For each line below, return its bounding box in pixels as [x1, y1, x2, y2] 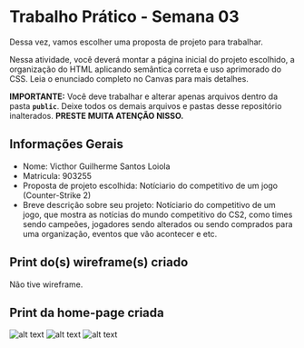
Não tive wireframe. [9, 279, 83, 290]
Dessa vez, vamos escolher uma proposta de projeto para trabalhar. [9, 36, 263, 47]
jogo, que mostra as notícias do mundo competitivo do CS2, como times [22, 209, 293, 220]
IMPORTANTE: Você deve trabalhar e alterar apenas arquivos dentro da [9, 91, 279, 102]
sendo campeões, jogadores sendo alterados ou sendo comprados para [22, 218, 293, 229]
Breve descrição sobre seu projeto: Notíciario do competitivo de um [22, 199, 277, 210]
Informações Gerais [9, 136, 124, 152]
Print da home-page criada [9, 304, 165, 320]
